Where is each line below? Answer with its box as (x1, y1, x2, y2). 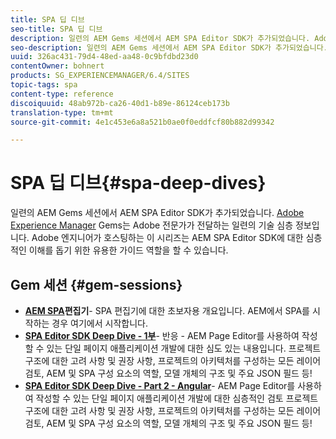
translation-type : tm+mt (10, 107, 114, 118)
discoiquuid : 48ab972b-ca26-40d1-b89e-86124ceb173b (10, 98, 230, 108)
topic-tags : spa (10, 80, 78, 90)
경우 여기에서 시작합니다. (51, 317, 148, 329)
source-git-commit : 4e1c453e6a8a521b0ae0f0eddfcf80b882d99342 (10, 117, 275, 127)
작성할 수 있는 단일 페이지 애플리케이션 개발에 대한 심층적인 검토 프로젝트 (35, 392, 319, 404)
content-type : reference (10, 89, 114, 99)
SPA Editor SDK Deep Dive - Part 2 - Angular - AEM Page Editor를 (24, 380, 296, 391)
